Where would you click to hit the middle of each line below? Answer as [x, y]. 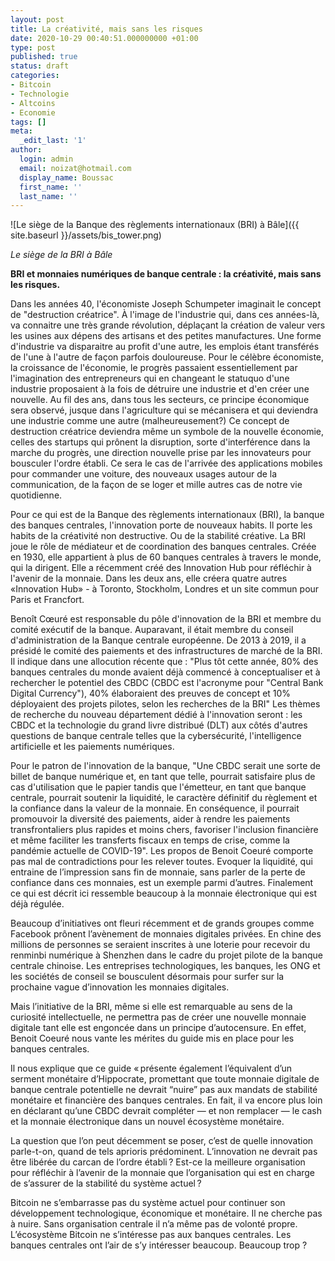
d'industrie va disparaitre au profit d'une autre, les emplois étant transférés [165, 347]
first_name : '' [51, 187]
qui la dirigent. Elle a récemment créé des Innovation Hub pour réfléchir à [161, 568]
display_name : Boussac [66, 177]
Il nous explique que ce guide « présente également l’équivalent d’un [151, 1068]
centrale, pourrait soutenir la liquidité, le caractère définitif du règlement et [164, 798]
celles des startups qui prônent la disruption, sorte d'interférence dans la [160, 442]
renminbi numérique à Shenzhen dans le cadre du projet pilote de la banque [166, 955]
